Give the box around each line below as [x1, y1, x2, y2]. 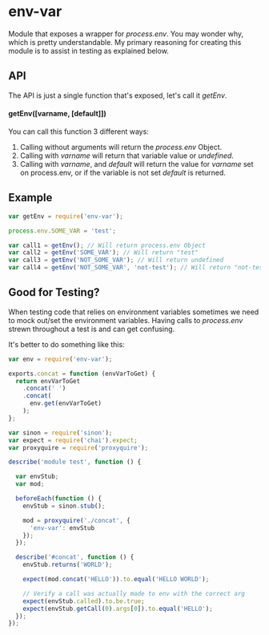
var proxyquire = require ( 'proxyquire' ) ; [8, 443, 149, 451]
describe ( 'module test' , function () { [8, 458, 142, 467]
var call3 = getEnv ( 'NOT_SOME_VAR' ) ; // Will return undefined [8, 256, 224, 265]
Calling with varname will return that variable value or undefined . [19, 151, 235, 160]
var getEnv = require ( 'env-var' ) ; [8, 212, 124, 220]
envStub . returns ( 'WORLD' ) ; [22, 560, 113, 569]
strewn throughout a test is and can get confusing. [8, 324, 175, 334]
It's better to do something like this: [8, 339, 126, 349]
